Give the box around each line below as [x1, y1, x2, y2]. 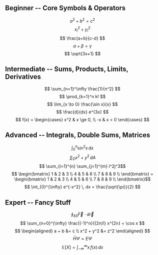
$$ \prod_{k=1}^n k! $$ [59, 93, 106, 99]
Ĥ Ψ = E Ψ [73, 236, 92, 242]
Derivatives [5, 73, 41, 81]
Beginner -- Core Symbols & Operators [5, 4, 126, 12]
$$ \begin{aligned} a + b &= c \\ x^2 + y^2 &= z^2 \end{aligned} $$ [14, 228, 151, 234]
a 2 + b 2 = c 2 [70, 17, 95, 24]
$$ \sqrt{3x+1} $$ [64, 50, 101, 56]
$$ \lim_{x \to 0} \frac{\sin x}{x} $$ [47, 101, 118, 107]
